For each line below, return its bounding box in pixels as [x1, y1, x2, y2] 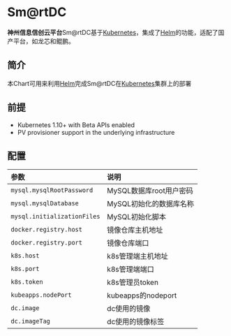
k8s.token [10, 278, 43, 286]
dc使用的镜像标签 [107, 317, 165, 327]
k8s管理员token [107, 277, 159, 287]
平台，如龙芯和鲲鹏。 [13, 36, 75, 45]
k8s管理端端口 [107, 265, 155, 275]
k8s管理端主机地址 [107, 251, 169, 261]
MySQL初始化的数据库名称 [107, 199, 194, 209]
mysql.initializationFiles [10, 212, 100, 221]
